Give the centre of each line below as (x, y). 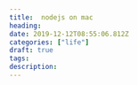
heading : (25, 26)
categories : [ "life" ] (49, 42)
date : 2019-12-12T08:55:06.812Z (69, 34)
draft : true (31, 50)
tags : (19, 58)
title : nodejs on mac (51, 17)
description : (33, 67)
